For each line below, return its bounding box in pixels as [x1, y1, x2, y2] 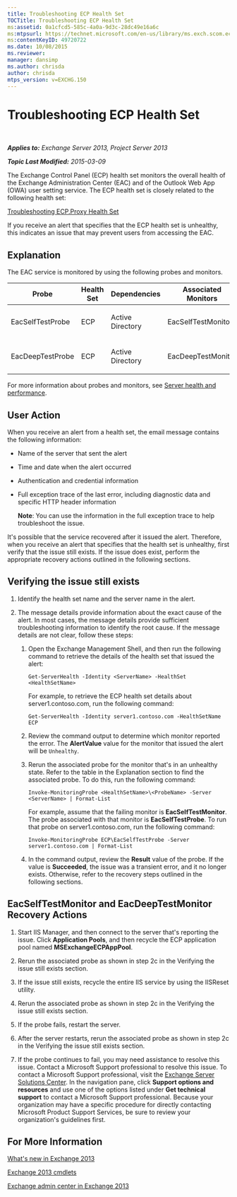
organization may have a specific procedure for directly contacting [17, 1100, 212, 1109]
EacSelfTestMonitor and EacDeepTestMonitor [7, 898, 213, 910]
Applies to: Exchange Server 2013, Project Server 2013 [7, 144, 168, 152]
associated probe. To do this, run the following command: [28, 775, 196, 784]
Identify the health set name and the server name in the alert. [17, 594, 196, 603]
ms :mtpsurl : [7, 30, 42, 37]
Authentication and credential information [17, 476, 139, 485]
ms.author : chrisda [7, 63, 65, 70]
